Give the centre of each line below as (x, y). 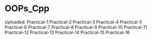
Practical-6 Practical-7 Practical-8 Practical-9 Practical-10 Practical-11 (76, 27)
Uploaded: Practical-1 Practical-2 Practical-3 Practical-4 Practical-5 (73, 22)
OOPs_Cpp (27, 9)
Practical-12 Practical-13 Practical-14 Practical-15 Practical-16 (67, 32)
